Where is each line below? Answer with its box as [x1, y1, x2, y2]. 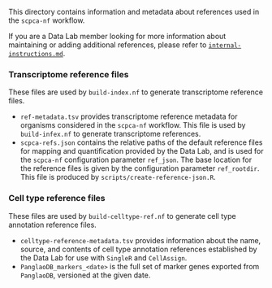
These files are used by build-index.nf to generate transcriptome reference [8, 87, 264, 97]
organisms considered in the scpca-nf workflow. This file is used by [19, 120, 246, 130]
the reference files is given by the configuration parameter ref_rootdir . [19, 164, 260, 173]
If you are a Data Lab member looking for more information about [8, 32, 227, 41]
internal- [208, 41, 242, 50]
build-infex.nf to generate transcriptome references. [19, 129, 201, 139]
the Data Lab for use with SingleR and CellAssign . [19, 252, 188, 263]
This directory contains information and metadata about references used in [8, 7, 260, 16]
